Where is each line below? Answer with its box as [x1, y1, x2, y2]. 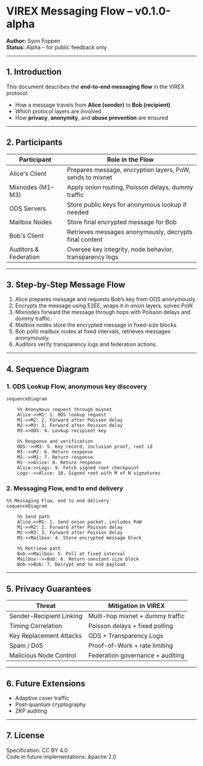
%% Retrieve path [17, 545, 61, 552]
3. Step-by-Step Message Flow [6, 279, 126, 290]
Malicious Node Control [9, 651, 77, 660]
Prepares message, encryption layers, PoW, [66, 165, 191, 174]
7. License [6, 730, 45, 741]
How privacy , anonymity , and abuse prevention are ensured [14, 114, 168, 121]
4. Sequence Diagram [6, 364, 89, 374]
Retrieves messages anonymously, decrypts [66, 227, 193, 236]
